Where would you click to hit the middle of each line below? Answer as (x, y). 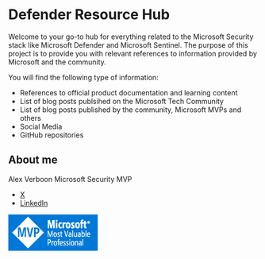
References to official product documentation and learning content (129, 92)
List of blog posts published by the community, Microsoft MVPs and (131, 110)
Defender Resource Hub (89, 15)
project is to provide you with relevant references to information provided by (133, 53)
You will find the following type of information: (83, 77)
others (30, 118)
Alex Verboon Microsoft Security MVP (70, 179)
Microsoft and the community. (58, 62)
